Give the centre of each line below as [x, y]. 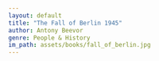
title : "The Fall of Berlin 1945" [66, 23]
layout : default [35, 15]
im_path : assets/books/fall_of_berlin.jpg [79, 45]
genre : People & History [49, 38]
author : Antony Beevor [46, 30]
